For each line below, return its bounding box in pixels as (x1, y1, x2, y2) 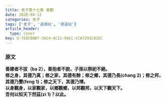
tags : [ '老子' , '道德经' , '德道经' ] (5, 21, 77, 27)
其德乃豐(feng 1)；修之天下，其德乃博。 (5, 79, 89, 85)
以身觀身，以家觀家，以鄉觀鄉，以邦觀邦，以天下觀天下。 (5, 85, 125, 91)
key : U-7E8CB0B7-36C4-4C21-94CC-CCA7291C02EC (5, 36, 103, 41)
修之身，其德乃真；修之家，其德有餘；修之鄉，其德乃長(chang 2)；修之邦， (5, 72, 163, 79)
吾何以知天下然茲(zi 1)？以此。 (5, 91, 69, 97)
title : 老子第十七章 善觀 (5, 7, 54, 13)
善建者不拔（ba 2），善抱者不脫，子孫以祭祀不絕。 (5, 66, 110, 72)
